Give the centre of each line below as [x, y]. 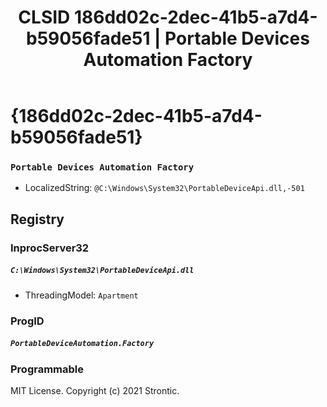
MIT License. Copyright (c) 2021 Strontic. [95, 391]
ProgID [27, 321]
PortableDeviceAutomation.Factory [82, 344]
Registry [37, 219]
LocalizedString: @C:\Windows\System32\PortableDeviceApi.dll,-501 [164, 188]
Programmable [47, 369]
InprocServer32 [50, 248]
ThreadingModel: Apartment [81, 295]
